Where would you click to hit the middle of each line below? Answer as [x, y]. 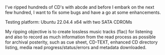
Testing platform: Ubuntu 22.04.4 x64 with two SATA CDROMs [69, 22]
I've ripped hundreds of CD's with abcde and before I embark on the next [80, 7]
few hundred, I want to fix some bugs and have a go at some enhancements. [83, 12]
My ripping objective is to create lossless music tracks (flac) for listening [79, 31]
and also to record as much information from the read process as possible [81, 37]
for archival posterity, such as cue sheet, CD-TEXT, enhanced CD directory [82, 42]
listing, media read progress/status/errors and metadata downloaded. [76, 47]
